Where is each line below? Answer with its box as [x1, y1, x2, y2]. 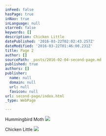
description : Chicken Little [5, 35, 64, 40]
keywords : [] [5, 30, 32, 35]
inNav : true [5, 16, 29, 21]
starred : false [5, 25, 36, 30]
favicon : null [9, 89, 38, 94]
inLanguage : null [5, 21, 41, 26]
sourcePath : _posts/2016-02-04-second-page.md [5, 57, 102, 62]
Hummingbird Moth [5, 116, 44, 122]
